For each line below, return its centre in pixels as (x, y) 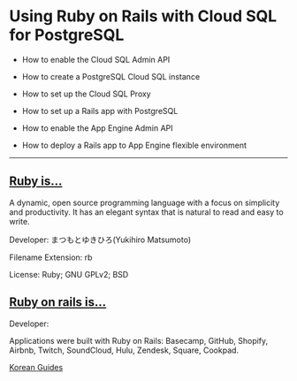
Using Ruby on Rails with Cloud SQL (143, 16)
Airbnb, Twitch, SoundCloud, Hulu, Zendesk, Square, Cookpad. (124, 350)
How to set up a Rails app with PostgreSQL (100, 110)
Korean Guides (36, 367)
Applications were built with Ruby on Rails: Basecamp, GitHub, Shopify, (139, 340)
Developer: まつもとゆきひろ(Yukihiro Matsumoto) (100, 240)
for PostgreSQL (67, 35)
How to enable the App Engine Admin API (98, 128)
